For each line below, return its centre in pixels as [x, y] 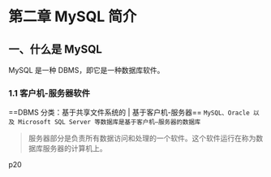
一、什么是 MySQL [56, 49]
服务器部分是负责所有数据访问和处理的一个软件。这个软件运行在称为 [142, 138]
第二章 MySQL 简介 [73, 17]
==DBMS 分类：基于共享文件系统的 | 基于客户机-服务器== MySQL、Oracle [129, 112]
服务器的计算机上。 [75, 149]
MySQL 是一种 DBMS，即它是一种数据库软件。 [86, 70]
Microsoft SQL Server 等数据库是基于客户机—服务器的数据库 [110, 123]
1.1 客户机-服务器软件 [49, 93]
